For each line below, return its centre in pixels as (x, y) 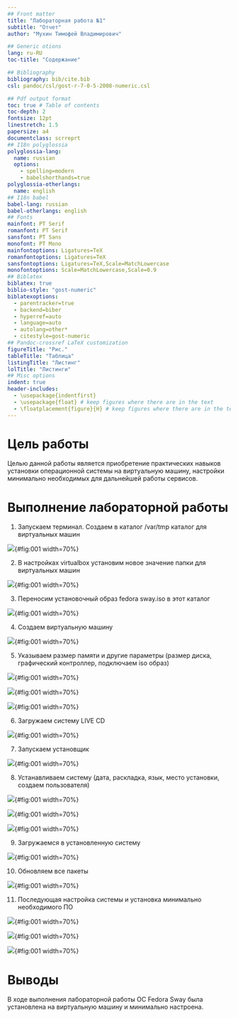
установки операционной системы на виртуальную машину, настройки (116, 471)
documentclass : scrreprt (44, 138)
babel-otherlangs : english (47, 211)
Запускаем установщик (53, 749)
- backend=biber (38, 310)
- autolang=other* (41, 330)
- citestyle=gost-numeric (52, 336)
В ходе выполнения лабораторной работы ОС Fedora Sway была (105, 1000)
